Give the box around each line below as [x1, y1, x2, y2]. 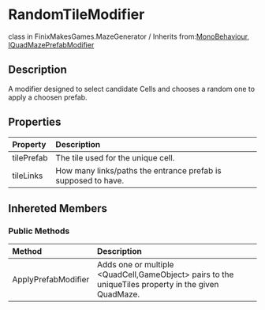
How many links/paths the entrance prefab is [55, 164, 222, 176]
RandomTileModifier [8, 6, 145, 24]
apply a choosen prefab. [8, 93, 88, 102]
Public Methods [8, 225, 70, 236]
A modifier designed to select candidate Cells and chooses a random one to [8, 84, 255, 93]
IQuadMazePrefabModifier [8, 40, 95, 49]
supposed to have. [55, 175, 125, 186]
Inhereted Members [8, 202, 108, 215]
